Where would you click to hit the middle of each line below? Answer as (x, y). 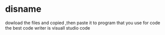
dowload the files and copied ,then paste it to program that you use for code (83, 23)
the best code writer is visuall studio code (48, 28)
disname (23, 9)
